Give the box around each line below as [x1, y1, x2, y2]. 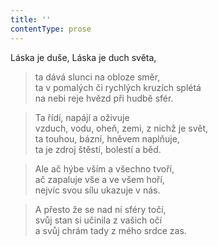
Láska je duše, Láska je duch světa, [10, 51, 157, 63]
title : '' [10, 14, 52, 25]
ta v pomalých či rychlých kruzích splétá [34, 81, 202, 93]
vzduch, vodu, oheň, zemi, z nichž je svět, [34, 122, 209, 134]
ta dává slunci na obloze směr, [34, 71, 161, 83]
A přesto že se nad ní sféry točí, [34, 203, 167, 215]
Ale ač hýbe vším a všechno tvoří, [34, 162, 175, 175]
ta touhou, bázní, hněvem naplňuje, [34, 132, 180, 145]
